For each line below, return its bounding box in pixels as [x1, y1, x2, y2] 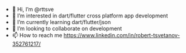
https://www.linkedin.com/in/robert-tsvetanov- [63, 32, 181, 39]
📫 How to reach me [12, 32, 62, 39]
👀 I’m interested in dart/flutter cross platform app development [12, 12, 168, 19]
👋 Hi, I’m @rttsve [12, 6, 55, 13]
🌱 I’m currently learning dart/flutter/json [12, 19, 111, 25]
